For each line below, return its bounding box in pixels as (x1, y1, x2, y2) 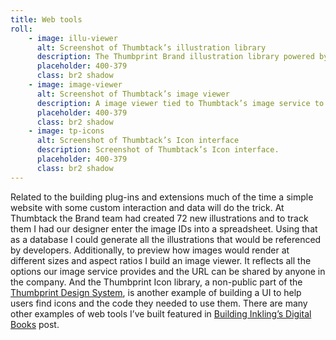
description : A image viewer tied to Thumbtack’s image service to (36, 98, 325, 108)
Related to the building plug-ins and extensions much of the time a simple (10, 191, 314, 203)
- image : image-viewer (28, 80, 123, 90)
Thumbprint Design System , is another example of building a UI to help (10, 286, 302, 298)
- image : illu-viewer (28, 33, 118, 43)
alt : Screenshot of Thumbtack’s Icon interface (36, 136, 240, 146)
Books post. (10, 318, 60, 330)
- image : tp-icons (28, 126, 105, 136)
